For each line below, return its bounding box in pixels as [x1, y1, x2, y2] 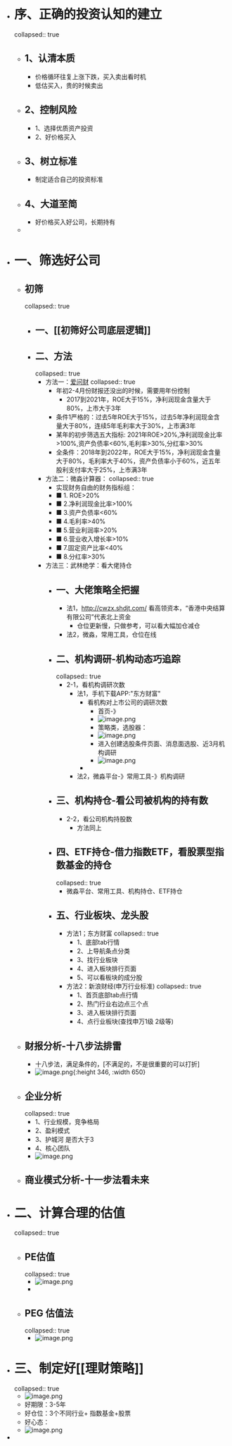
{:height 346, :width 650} [72, 1068, 146, 1076]
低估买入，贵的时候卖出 [34, 81, 103, 89]
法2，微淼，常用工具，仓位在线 [66, 630, 157, 639]
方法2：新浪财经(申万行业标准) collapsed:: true [66, 982, 202, 990]
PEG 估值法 [24, 1307, 74, 1319]
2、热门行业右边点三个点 [77, 999, 149, 1008]
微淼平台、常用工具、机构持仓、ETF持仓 [66, 887, 183, 895]
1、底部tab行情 [77, 938, 120, 947]
